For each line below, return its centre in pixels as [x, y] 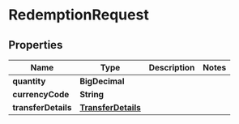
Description [172, 68]
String [92, 94]
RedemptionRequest [79, 15]
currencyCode [41, 94]
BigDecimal [102, 81]
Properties [36, 45]
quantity [29, 81]
